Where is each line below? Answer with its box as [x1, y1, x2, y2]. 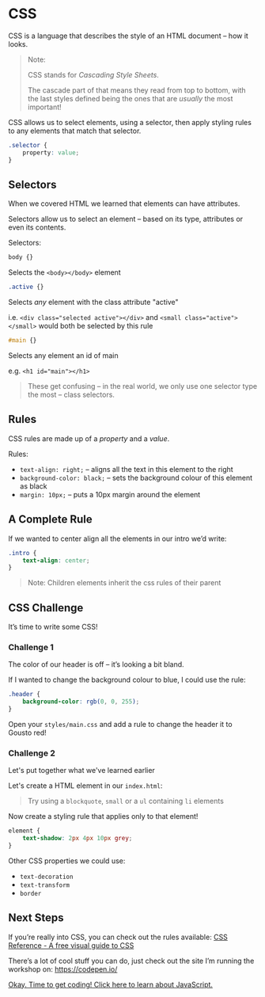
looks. [8, 39, 28, 48]
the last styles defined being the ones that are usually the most [27, 93, 233, 103]
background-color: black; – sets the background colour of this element [19, 473, 253, 482]
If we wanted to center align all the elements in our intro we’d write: [8, 534, 227, 543]
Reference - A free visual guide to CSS [8, 940, 134, 950]
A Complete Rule [8, 512, 93, 527]
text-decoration [19, 873, 74, 881]
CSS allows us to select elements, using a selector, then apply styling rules [8, 117, 252, 127]
